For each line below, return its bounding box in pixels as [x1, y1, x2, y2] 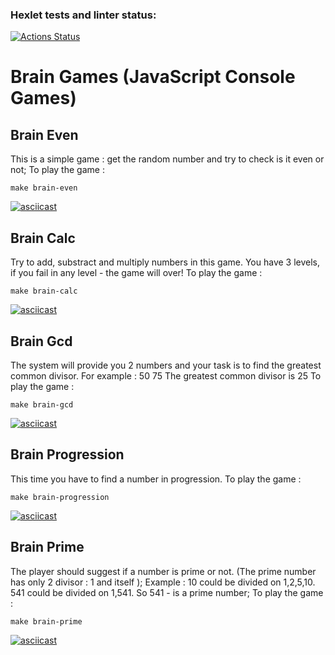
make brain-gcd [10, 399, 74, 410]
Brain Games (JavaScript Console [10, 66, 296, 88]
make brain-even [10, 183, 78, 193]
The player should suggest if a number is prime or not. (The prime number [10, 565, 317, 577]
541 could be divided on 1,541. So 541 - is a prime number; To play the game [10, 586, 324, 598]
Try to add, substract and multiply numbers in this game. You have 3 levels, [10, 256, 321, 268]
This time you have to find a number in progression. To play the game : [10, 473, 302, 485]
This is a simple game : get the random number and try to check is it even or [10, 153, 325, 165]
